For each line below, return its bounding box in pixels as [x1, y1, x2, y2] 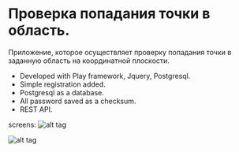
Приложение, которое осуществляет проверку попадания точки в [8, 47, 232, 57]
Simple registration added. [19, 80, 106, 89]
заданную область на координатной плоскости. [8, 56, 170, 65]
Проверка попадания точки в [8, 5, 211, 23]
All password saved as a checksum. [19, 96, 136, 106]
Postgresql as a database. [19, 87, 105, 97]
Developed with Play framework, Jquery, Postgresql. [19, 71, 191, 80]
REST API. [19, 104, 53, 114]
